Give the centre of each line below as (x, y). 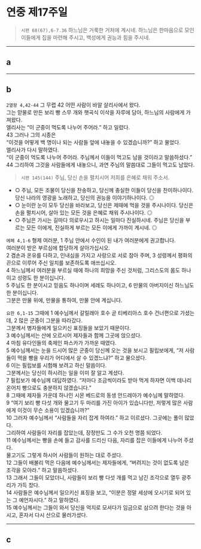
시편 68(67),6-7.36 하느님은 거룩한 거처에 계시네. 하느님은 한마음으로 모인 (107, 30)
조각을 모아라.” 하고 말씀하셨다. (42, 470)
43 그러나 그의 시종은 (31, 135)
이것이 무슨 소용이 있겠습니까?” (53, 410)
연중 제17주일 (37, 12)
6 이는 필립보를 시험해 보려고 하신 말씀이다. (57, 365)
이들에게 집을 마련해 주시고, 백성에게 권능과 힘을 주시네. (86, 37)
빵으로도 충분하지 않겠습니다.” (57, 387)
